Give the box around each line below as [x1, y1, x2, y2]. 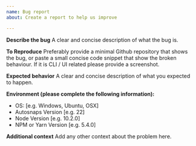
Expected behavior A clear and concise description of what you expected [6, 72, 191, 79]
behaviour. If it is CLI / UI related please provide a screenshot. [6, 61, 160, 68]
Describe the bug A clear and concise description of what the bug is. [6, 36, 179, 43]
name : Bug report [6, 8, 50, 15]
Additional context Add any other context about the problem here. [6, 133, 172, 140]
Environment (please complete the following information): [6, 90, 155, 97]
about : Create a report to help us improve [6, 14, 118, 20]
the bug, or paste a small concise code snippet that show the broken [6, 54, 177, 61]
